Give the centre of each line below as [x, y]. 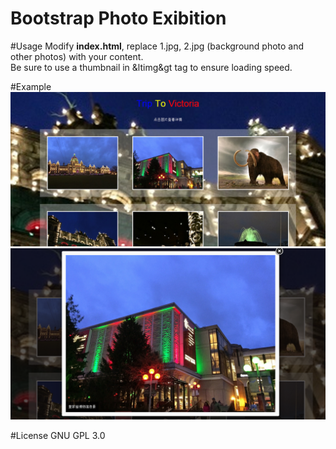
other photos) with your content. [77, 56]
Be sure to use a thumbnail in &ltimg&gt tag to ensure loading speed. [151, 67]
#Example [31, 86]
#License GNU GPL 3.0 [58, 435]
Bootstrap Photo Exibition [118, 18]
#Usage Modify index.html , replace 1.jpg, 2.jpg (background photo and [157, 46]
